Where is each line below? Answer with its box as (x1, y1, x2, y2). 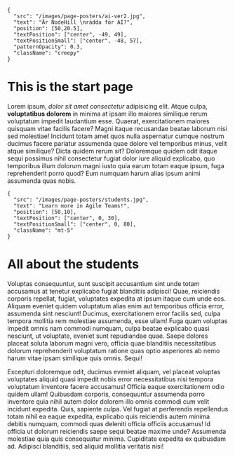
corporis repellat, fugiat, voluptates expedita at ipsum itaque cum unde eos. (7, 294, 226, 303)
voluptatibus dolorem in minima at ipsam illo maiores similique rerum (7, 109, 208, 118)
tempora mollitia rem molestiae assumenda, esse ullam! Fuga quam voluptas (7, 316, 228, 325)
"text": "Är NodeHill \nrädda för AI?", (13, 19, 133, 26)
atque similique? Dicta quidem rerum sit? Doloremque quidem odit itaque (7, 146, 217, 155)
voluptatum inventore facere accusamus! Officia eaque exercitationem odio (7, 382, 224, 390)
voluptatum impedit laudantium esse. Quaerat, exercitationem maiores (7, 116, 210, 125)
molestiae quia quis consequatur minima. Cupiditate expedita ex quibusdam (7, 435, 227, 443)
